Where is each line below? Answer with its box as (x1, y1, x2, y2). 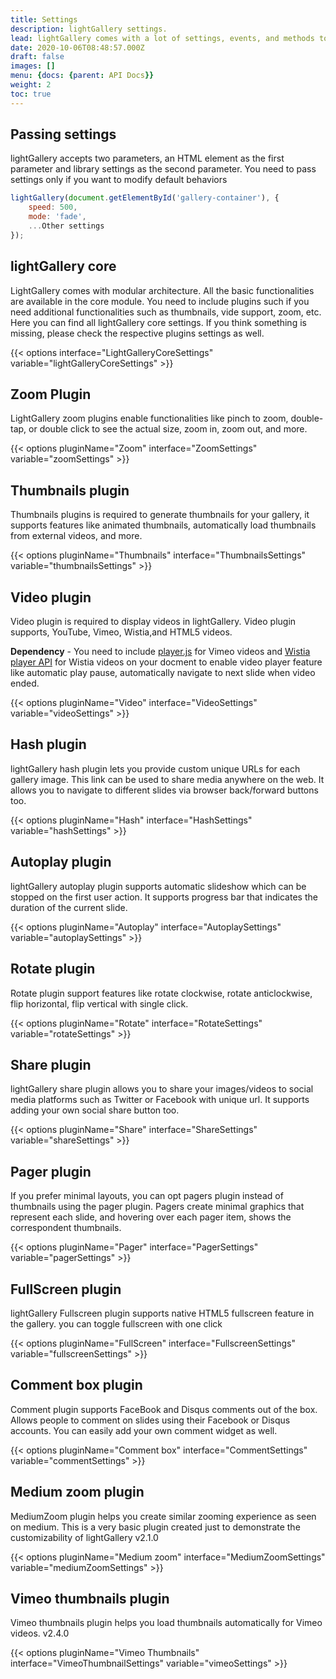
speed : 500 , (28, 202, 78, 213)
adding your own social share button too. (10, 1104, 180, 1116)
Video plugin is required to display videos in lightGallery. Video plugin (10, 616, 297, 628)
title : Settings (10, 14, 78, 25)
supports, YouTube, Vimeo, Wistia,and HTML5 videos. (10, 626, 233, 638)
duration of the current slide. (10, 901, 128, 913)
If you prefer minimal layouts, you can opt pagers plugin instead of (10, 1190, 284, 1202)
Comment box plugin (10, 1377, 143, 1394)
